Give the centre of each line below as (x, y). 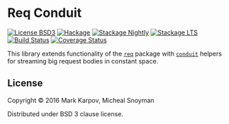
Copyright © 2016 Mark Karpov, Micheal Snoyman (81, 100)
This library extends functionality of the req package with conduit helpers (114, 54)
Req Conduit (45, 13)
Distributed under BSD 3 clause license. (66, 113)
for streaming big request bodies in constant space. (83, 61)
